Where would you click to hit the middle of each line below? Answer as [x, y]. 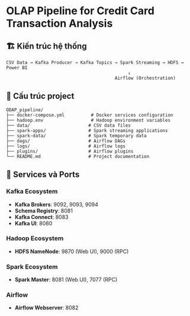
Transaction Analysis [59, 23]
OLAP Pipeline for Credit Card [80, 11]
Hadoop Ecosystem [35, 238]
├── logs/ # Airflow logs [66, 146]
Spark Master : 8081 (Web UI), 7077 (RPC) [66, 280]
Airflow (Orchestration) [145, 78]
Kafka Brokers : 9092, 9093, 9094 [57, 204]
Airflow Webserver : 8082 [46, 308]
